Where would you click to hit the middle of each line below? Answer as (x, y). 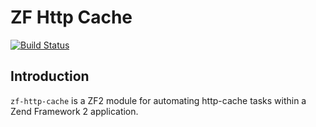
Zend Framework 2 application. (74, 111)
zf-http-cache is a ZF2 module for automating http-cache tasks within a (158, 100)
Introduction (50, 76)
